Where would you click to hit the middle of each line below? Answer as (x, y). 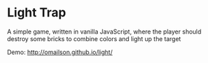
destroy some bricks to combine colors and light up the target (94, 38)
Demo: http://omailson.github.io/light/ (60, 52)
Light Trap (37, 13)
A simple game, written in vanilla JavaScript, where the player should (104, 32)
